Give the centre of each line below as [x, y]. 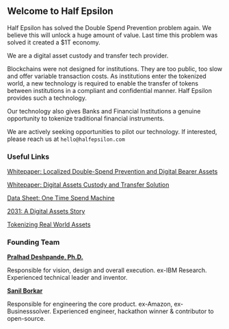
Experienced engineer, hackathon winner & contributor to [133, 311]
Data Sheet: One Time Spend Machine [61, 198]
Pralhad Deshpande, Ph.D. [45, 257]
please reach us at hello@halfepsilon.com [66, 139]
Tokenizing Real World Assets [49, 224]
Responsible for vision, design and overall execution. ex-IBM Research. [107, 270]
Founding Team [33, 242]
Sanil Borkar [25, 291]
